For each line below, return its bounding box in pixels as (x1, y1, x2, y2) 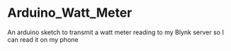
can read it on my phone (7, 35, 79, 43)
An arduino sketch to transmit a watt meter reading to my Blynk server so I (7, 28, 225, 36)
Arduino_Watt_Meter (7, 5, 133, 21)
